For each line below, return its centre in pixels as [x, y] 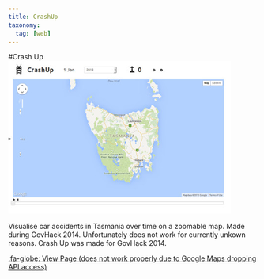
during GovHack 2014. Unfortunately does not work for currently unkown [127, 235]
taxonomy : [25, 25]
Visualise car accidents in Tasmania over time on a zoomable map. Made [126, 227]
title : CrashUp [33, 17]
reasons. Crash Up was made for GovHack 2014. [88, 243]
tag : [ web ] [33, 33]
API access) [28, 267]
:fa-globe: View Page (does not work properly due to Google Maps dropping [132, 258]
